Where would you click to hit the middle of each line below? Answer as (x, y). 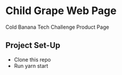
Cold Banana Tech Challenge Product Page (57, 27)
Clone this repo (32, 59)
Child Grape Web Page (61, 11)
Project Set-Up (33, 45)
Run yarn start (31, 66)
